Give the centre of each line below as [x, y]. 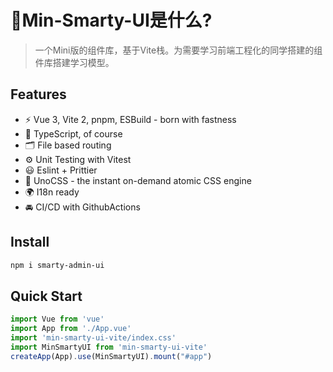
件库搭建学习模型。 [74, 62]
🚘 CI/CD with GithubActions [82, 207]
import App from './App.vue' [71, 329]
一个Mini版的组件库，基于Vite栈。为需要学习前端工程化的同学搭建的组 [178, 50]
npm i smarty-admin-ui [57, 265]
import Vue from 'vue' [57, 319]
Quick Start [46, 296]
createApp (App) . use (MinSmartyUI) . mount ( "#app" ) [111, 356]
